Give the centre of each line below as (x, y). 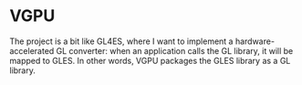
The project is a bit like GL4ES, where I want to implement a (121, 41)
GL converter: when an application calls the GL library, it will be (175, 50)
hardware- (255, 41)
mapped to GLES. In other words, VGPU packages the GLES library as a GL (150, 60)
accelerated (32, 50)
